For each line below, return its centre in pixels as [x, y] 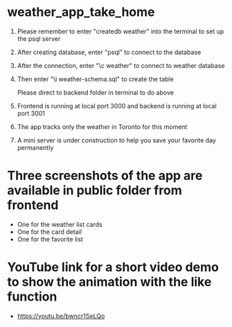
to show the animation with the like [109, 282]
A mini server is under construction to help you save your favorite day [117, 140]
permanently [35, 147]
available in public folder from [95, 191]
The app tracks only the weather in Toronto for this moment [102, 126]
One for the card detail [49, 232]
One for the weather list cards [60, 224]
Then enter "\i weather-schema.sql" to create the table [96, 79]
